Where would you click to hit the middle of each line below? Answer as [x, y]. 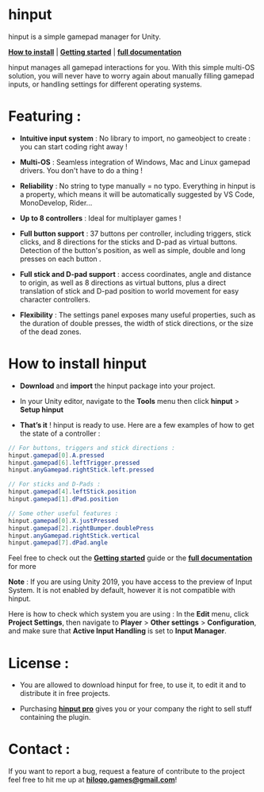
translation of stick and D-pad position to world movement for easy [129, 290]
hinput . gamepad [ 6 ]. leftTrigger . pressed [74, 463]
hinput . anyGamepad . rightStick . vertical [74, 536]
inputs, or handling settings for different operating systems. [105, 84]
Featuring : [45, 116]
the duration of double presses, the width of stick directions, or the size [136, 323]
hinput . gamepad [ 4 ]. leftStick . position [72, 492]
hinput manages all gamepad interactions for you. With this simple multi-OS [132, 67]
